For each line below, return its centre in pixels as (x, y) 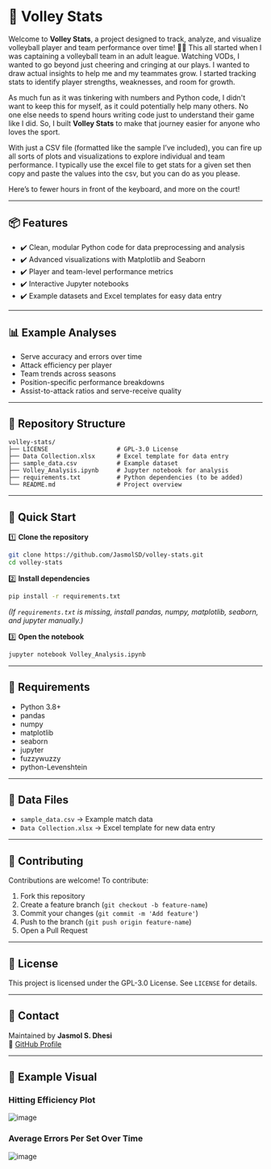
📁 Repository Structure (67, 424)
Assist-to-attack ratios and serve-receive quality (100, 391)
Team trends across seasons (68, 373)
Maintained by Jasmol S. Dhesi (60, 1036)
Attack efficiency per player (66, 365)
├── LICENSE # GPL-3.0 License (94, 449)
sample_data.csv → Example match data (86, 820)
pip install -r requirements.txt (65, 596)
